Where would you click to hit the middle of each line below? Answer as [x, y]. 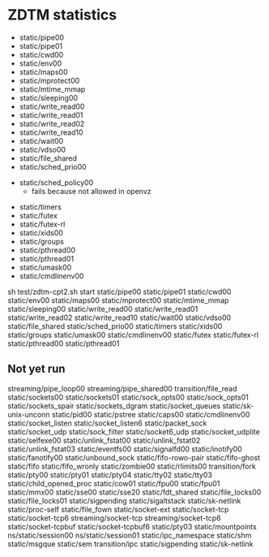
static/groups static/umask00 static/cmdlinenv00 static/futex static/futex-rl [133, 335]
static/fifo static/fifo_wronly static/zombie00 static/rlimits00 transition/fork [132, 466]
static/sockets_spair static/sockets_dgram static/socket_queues [114, 406]
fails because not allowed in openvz [91, 191]
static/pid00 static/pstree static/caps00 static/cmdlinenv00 [151, 414]
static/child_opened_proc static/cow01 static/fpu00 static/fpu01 [114, 483]
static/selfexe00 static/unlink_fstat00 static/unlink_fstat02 [104, 440]
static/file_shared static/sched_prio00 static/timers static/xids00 [115, 326]
